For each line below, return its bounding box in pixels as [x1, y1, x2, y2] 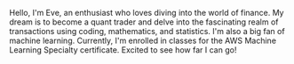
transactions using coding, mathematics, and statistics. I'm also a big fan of [9, 26, 286, 36]
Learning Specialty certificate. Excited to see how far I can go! [9, 45, 237, 55]
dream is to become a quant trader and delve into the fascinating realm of [9, 17, 279, 27]
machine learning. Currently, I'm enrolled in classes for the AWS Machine [9, 35, 277, 46]
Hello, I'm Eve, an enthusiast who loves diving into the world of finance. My [9, 8, 284, 18]
